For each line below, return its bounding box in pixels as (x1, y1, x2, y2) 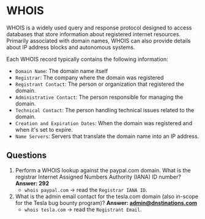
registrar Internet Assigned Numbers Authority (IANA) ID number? (15, 173, 182, 180)
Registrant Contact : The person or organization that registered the (15, 80, 185, 88)
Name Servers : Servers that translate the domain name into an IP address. (15, 133, 199, 140)
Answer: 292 (15, 179, 50, 187)
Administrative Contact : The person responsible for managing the (15, 93, 184, 101)
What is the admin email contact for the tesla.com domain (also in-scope (15, 193, 199, 200)
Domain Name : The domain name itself (15, 67, 108, 74)
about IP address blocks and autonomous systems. (6, 44, 136, 51)
